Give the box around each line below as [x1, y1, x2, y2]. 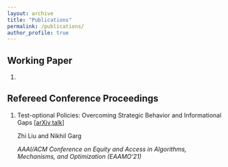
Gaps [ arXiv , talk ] [16, 118, 65, 126]
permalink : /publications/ [7, 23, 84, 30]
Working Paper [7, 54, 73, 66]
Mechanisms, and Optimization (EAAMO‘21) [16, 152, 142, 160]
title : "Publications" [7, 16, 72, 23]
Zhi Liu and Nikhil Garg [16, 131, 82, 140]
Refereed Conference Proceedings [7, 93, 159, 104]
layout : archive [7, 10, 54, 17]
